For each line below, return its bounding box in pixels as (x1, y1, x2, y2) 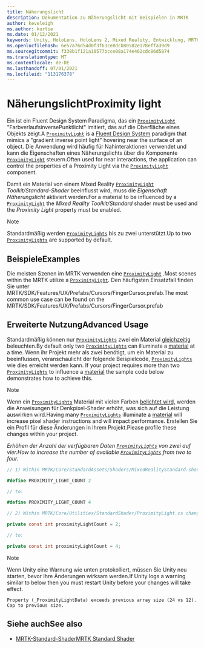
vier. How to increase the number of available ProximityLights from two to (7, 448, 192, 456)
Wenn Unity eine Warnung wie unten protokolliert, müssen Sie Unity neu (7, 565, 187, 573)
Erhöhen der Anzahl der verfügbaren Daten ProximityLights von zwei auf (7, 442, 191, 449)
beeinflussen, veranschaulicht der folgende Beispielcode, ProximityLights (7, 355, 192, 362)
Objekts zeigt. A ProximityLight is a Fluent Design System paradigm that (7, 130, 187, 137)
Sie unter (7, 283, 30, 290)
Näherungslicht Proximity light (7, 97, 162, 111)
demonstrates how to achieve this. (7, 374, 93, 382)
